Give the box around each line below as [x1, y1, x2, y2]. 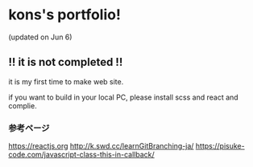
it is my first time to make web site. [8, 76, 124, 86]
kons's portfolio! [8, 6, 121, 24]
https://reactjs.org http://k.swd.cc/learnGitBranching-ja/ [8, 141, 194, 151]
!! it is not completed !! [8, 55, 123, 69]
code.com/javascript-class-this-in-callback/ [8, 150, 155, 160]
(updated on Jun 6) [8, 32, 73, 42]
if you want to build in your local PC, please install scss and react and [8, 92, 239, 102]
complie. [8, 100, 38, 110]
